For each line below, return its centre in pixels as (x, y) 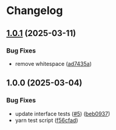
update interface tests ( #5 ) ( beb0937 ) (63, 114)
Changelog (35, 11)
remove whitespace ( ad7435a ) (53, 63)
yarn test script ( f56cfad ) (46, 120)
